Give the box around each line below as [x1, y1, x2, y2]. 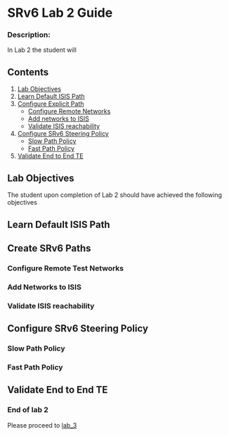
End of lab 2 [7, 405, 49, 415]
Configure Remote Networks [27, 107, 111, 116]
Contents [7, 66, 49, 78]
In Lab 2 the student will [7, 46, 77, 54]
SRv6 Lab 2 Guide [7, 5, 113, 21]
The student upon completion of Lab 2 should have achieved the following [7, 191, 223, 199]
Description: [7, 30, 51, 40]
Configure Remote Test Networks [7, 263, 124, 273]
